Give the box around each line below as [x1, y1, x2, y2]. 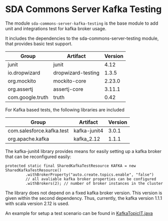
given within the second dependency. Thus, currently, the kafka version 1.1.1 [5, 195, 162, 201]
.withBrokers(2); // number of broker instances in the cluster [25, 181, 163, 186]
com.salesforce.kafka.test [8, 127, 69, 134]
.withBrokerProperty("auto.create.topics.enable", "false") [25, 172, 154, 177]
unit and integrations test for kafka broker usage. [5, 25, 107, 31]
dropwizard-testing [53, 69, 100, 76]
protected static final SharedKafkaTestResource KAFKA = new [5, 163, 136, 168]
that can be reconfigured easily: [5, 154, 71, 160]
